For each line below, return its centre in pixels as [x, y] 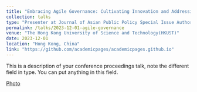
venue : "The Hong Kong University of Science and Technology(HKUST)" [93, 33]
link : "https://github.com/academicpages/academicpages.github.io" [90, 49]
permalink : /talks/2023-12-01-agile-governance [65, 28]
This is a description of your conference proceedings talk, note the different [98, 66]
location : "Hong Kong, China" [43, 44]
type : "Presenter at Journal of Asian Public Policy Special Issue [90, 22]
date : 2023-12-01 [27, 38]
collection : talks [28, 17]
